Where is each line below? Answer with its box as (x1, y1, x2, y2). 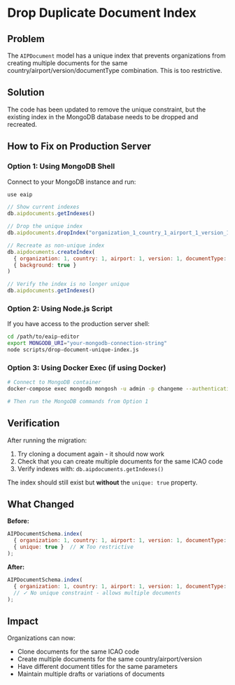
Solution (7, 86, 45, 99)
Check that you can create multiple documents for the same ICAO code (17, 457, 223, 466)
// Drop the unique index (7, 223, 83, 230)
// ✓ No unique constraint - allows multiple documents (13, 589, 181, 597)
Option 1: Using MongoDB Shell (7, 161, 115, 171)
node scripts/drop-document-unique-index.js (7, 346, 139, 353)
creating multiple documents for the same (7, 59, 128, 67)
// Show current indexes (7, 203, 80, 211)
